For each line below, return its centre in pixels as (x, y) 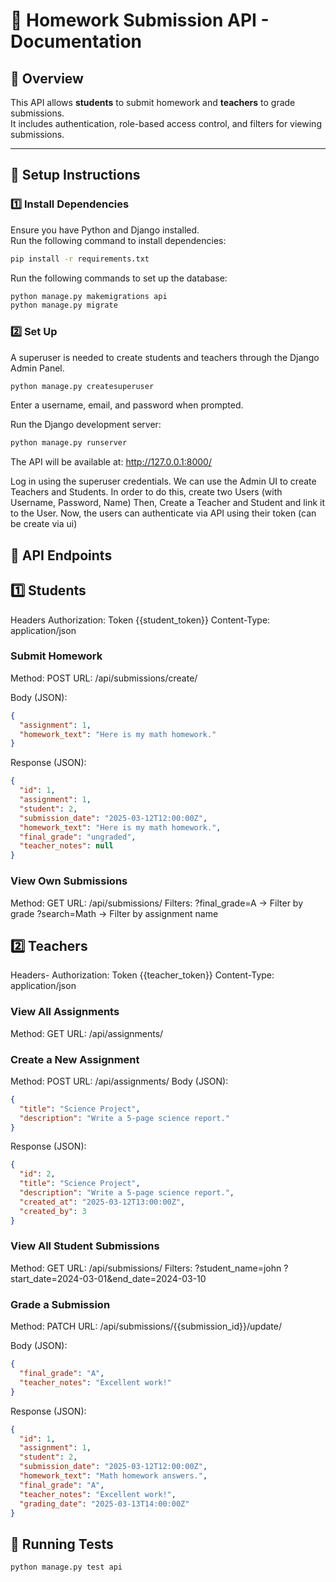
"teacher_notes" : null (66, 846)
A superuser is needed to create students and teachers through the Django (165, 357)
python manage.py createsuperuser (82, 386)
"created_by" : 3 (53, 1211)
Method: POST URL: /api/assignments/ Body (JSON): (119, 1081)
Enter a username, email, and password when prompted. (127, 405)
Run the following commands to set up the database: (119, 278)
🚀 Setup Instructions (75, 175)
